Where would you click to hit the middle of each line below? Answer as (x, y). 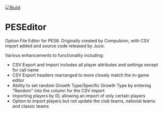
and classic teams (30, 106)
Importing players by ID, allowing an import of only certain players (79, 95)
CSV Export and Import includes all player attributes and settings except (85, 65)
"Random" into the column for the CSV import (58, 91)
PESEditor (26, 27)
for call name (26, 70)
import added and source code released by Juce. (55, 46)
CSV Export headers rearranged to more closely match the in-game (81, 75)
